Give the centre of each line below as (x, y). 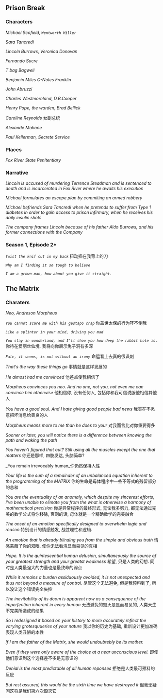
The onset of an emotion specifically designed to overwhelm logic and (76, 524)
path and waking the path (31, 440)
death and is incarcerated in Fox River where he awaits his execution (74, 189)
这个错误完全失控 (35, 589)
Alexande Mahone (24, 127)
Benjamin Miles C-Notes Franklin (39, 79)
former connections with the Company (44, 232)
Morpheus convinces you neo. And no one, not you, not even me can (74, 387)
